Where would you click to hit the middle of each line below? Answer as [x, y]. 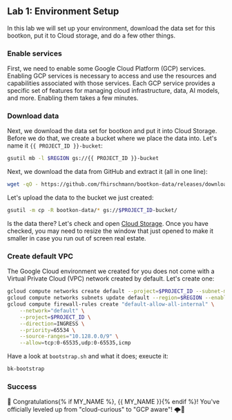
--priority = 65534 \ [48, 330]
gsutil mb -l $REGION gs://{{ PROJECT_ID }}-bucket [83, 159]
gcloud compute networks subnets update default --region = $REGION [105, 298]
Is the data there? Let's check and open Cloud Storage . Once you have [108, 224]
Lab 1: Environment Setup [63, 11]
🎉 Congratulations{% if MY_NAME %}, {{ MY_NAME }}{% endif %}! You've [113, 402]
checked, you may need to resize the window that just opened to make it [110, 231]
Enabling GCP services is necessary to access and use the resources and [112, 76]
